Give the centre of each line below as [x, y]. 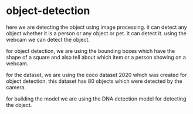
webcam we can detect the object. [48, 39]
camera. [16, 87]
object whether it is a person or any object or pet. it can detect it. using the [96, 33]
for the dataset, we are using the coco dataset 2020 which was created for [97, 75]
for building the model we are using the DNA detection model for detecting [96, 99]
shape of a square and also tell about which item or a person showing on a [96, 57]
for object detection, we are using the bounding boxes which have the [91, 51]
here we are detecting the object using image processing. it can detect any [97, 27]
